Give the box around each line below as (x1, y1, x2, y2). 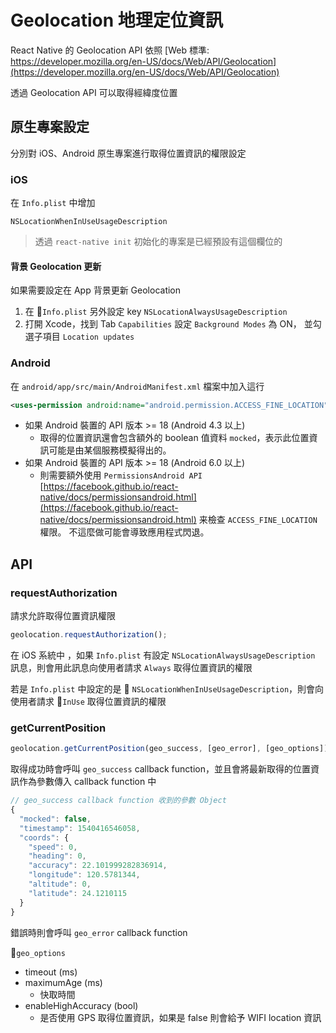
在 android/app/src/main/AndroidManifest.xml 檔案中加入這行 (10, 380, 265, 392)
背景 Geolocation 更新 (10, 260, 102, 272)
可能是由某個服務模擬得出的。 (48, 444, 172, 456)
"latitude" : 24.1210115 (28, 888, 128, 898)
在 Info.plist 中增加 (10, 197, 96, 209)
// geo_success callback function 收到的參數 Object (10, 796, 227, 806)
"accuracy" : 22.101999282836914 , (28, 861, 168, 871)
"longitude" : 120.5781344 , (28, 870, 141, 880)
